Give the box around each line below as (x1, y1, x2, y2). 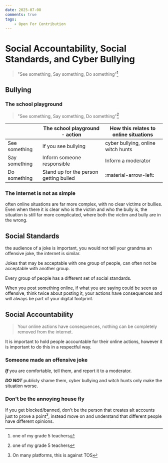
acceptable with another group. (5, 266, 70, 272)
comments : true (5, 12, 37, 17)
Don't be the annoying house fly (5, 395, 85, 402)
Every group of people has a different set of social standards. (5, 275, 131, 281)
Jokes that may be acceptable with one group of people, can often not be (5, 260, 157, 266)
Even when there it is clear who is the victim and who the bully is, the (5, 206, 147, 212)
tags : (5, 17, 16, 22)
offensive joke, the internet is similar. (5, 251, 81, 257)
